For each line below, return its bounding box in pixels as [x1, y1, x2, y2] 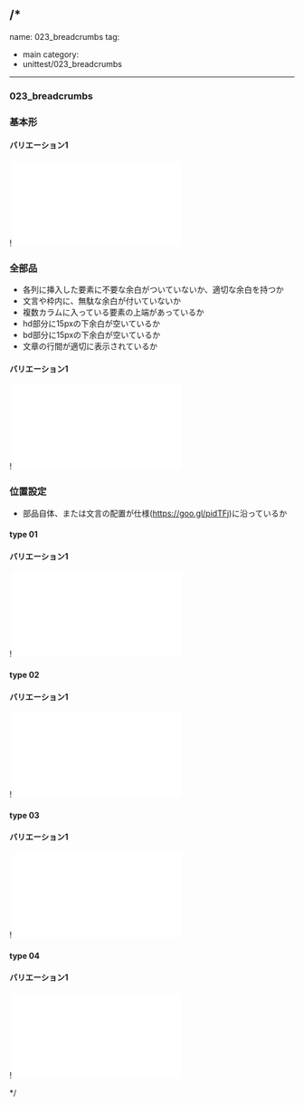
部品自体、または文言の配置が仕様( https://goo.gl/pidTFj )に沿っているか [22, 508, 288, 519]
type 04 [9, 950, 41, 961]
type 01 [9, 529, 38, 540]
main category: [22, 49, 80, 60]
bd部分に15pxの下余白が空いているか [22, 330, 161, 341]
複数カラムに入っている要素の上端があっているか [22, 307, 204, 318]
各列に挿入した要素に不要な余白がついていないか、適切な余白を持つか [22, 285, 285, 296]
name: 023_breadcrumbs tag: [9, 31, 120, 42]
